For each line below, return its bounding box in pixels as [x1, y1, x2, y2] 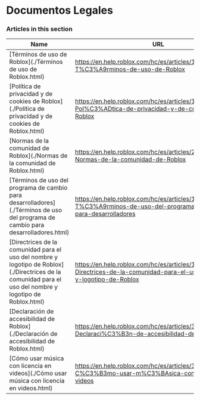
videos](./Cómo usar [9, 369, 67, 377]
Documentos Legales [6, 4, 113, 17]
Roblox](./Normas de [9, 151, 68, 160]
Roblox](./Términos [9, 58, 63, 66]
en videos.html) [9, 384, 53, 392]
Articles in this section [6, 25, 73, 33]
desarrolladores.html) [9, 228, 70, 237]
